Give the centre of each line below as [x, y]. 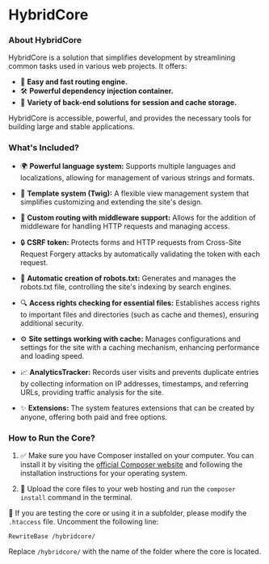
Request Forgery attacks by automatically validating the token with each [140, 254]
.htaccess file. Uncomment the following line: [84, 522]
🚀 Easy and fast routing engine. [74, 82]
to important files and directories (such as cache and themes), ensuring [139, 314]
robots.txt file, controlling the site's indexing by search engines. [126, 286]
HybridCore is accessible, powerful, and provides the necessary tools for [130, 118]
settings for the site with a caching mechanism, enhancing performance [140, 347]
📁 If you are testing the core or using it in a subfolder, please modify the [128, 513]
